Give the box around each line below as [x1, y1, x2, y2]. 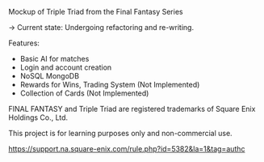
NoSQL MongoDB [19, 71, 79, 80]
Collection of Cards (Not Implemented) [19, 88, 149, 98]
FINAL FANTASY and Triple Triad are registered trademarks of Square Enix [8, 104, 256, 113]
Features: [8, 38, 40, 48]
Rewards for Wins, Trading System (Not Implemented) [19, 80, 200, 89]
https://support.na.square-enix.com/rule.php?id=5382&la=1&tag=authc [8, 144, 245, 153]
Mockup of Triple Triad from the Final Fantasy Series [8, 7, 183, 16]
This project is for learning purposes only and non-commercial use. [8, 129, 233, 138]
